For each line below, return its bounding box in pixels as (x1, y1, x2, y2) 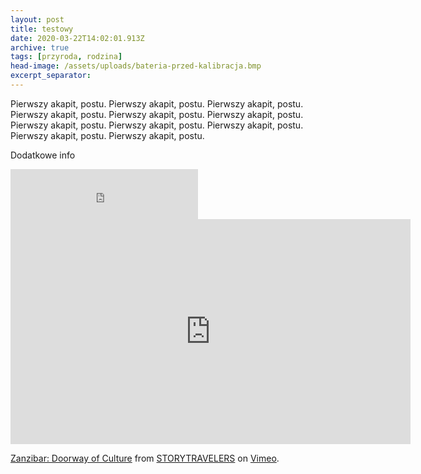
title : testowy (10, 24, 74, 34)
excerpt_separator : (10, 71, 92, 81)
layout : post (10, 14, 65, 25)
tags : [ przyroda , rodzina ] (10, 52, 123, 62)
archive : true (10, 42, 70, 53)
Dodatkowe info (10, 149, 76, 161)
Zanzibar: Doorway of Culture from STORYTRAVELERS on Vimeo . (10, 452, 280, 464)
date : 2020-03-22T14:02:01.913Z (10, 33, 145, 43)
